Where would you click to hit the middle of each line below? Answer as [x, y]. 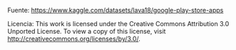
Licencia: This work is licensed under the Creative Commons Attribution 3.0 [118, 24]
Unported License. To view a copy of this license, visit [87, 31]
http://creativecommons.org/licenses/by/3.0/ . [74, 39]
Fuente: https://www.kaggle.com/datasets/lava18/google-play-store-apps [116, 10]
